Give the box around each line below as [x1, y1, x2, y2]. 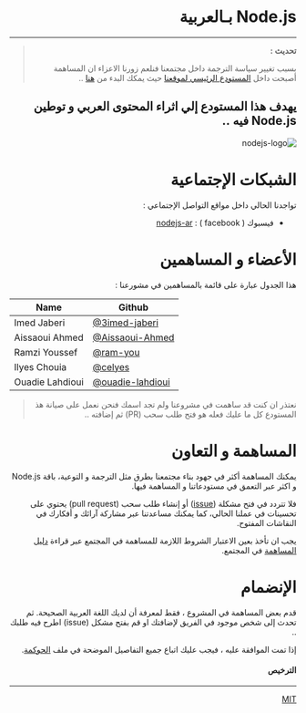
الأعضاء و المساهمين [159, 249, 297, 270]
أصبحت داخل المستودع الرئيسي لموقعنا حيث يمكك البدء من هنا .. [78, 72, 297, 83]
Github [117, 301, 148, 314]
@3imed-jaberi [92, 316, 159, 329]
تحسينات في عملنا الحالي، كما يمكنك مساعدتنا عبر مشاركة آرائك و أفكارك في [36, 508, 297, 519]
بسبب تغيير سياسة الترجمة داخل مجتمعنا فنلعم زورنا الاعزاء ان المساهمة [53, 62, 297, 74]
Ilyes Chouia [14, 360, 67, 373]
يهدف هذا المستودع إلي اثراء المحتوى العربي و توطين [33, 98, 297, 115]
